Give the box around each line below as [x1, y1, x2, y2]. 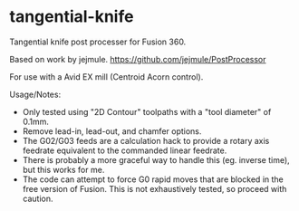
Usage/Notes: [9, 89, 62, 100]
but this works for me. [22, 164, 105, 175]
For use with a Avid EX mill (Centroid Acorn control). [9, 71, 204, 82]
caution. [22, 193, 53, 204]
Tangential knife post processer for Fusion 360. [9, 36, 187, 47]
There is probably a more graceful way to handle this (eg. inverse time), [22, 154, 290, 165]
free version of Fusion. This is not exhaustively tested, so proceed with [22, 183, 287, 194]
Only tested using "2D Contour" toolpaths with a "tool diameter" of [22, 106, 272, 117]
